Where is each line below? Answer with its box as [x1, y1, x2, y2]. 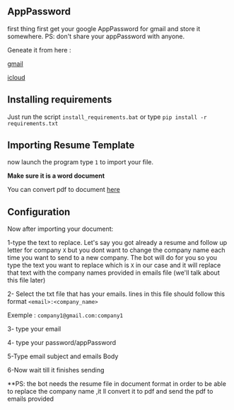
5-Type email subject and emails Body [7, 352, 119, 360]
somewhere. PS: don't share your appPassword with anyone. [7, 32, 185, 40]
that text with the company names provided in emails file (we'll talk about [7, 268, 221, 277]
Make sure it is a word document [7, 171, 105, 180]
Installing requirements [7, 93, 112, 106]
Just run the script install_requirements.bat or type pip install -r [7, 113, 207, 121]
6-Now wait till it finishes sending [7, 366, 105, 375]
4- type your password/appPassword [7, 338, 117, 347]
